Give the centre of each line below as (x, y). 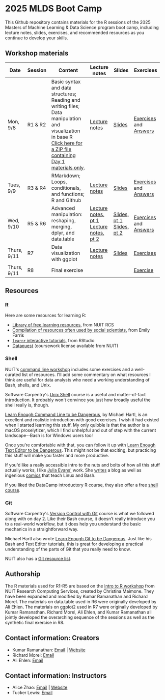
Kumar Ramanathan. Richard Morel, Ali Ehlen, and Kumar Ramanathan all (78, 612)
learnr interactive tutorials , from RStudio (53, 341)
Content (68, 70)
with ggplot (64, 259)
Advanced (63, 208)
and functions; (68, 194)
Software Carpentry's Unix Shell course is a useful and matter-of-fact (75, 394)
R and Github (66, 200)
